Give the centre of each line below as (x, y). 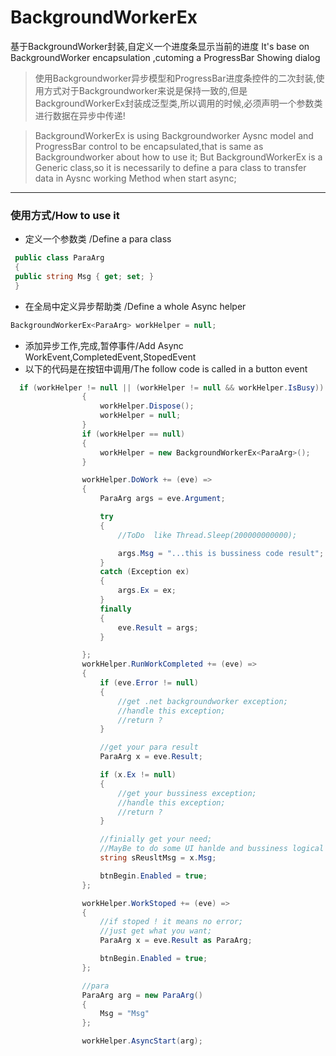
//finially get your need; (156, 839)
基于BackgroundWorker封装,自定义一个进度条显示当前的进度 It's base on (160, 46)
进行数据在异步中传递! (80, 115)
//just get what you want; (156, 931)
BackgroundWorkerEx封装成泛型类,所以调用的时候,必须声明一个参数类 (178, 103)
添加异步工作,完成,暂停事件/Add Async (104, 345)
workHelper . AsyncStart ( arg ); (142, 1041)
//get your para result (149, 747)
